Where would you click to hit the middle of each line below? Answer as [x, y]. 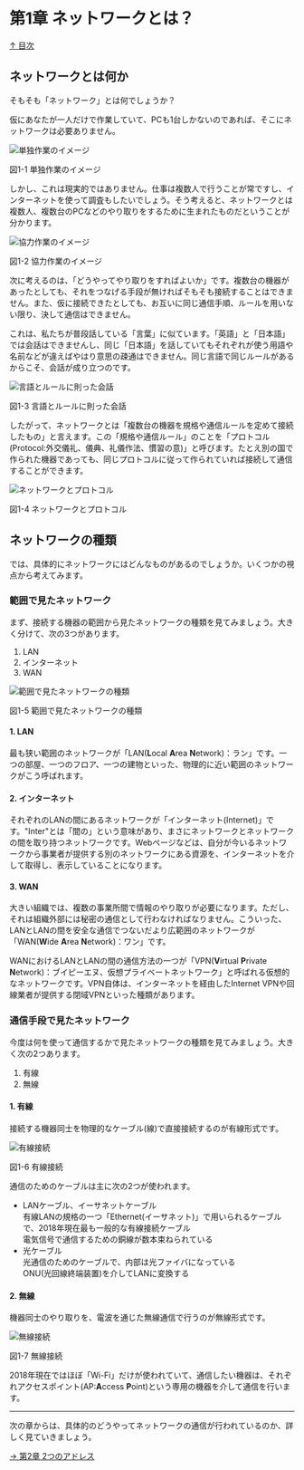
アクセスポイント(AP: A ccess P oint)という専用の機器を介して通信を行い [150, 1387]
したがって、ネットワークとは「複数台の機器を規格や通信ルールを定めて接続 [152, 425]
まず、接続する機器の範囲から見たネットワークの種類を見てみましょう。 [144, 622]
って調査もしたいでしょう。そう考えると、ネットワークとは [183, 199]
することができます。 [49, 470]
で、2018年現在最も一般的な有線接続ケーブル [107, 1227]
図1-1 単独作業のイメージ [55, 169]
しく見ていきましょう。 [53, 1437]
